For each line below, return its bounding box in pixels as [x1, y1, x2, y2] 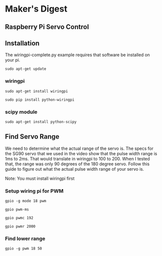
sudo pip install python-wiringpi [5, 97, 75, 102]
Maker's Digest [5, 3, 68, 15]
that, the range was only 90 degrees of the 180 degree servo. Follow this [5, 161, 150, 167]
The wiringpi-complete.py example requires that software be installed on [5, 52, 150, 58]
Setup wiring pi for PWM [5, 188, 64, 194]
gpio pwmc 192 [5, 216, 34, 221]
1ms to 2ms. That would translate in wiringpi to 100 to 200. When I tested [5, 156, 150, 161]
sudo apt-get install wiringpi [5, 89, 68, 94]
